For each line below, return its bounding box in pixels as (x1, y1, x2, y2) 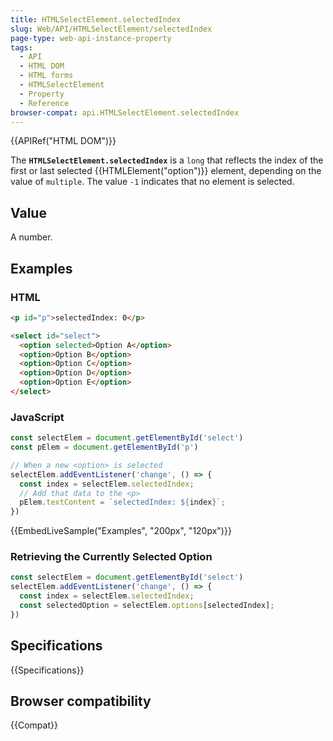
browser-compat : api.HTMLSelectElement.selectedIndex (10, 107, 240, 118)
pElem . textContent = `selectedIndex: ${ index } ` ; (19, 497, 226, 508)
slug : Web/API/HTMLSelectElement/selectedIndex (10, 24, 213, 34)
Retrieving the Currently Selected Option (10, 550, 213, 564)
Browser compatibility (10, 693, 152, 710)
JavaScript (10, 410, 65, 424)
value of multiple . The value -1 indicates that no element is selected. (10, 176, 295, 188)
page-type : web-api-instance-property (10, 33, 172, 43)
